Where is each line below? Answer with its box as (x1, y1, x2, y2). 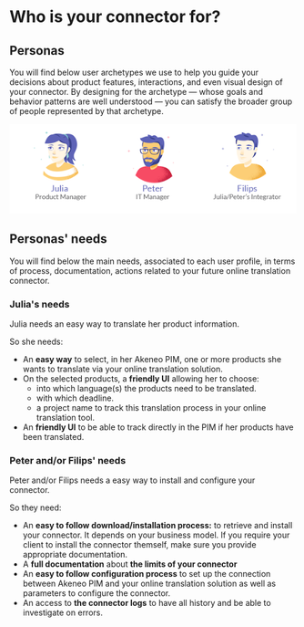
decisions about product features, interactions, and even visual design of (9, 77, 284, 88)
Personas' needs (9, 231, 107, 247)
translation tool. (35, 413, 96, 423)
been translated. (22, 432, 85, 443)
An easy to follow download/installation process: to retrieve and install (22, 520, 293, 531)
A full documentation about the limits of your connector (22, 559, 238, 570)
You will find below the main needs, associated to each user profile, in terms (9, 256, 296, 266)
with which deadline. (35, 392, 115, 403)
